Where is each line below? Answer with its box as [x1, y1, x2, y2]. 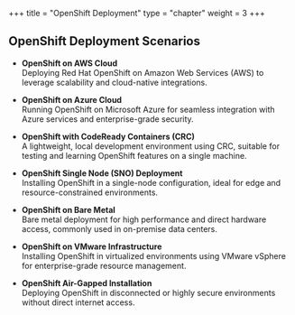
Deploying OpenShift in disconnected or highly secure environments [21, 287, 276, 298]
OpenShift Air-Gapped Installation [21, 277, 152, 288]
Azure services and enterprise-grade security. [21, 113, 195, 125]
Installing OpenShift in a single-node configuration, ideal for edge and [21, 177, 281, 188]
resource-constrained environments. [21, 187, 159, 198]
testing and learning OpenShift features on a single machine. [21, 150, 247, 161]
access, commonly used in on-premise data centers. [21, 223, 217, 234]
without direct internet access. [21, 297, 135, 308]
